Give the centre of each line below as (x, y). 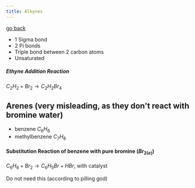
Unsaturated (29, 58)
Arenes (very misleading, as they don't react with (98, 106)
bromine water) (35, 115)
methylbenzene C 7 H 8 (40, 137)
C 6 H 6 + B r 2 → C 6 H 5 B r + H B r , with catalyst (57, 166)
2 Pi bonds (27, 46)
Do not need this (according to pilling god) (57, 178)
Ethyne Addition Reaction (38, 71)
